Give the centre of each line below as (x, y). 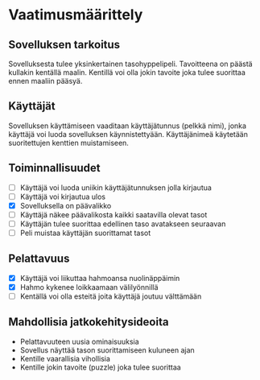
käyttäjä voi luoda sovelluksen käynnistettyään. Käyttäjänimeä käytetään (128, 134)
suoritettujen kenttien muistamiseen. (68, 142)
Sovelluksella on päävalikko (66, 205)
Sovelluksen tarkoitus (64, 45)
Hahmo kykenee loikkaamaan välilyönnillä (89, 287)
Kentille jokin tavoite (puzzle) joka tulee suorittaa (100, 367)
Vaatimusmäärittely (76, 15)
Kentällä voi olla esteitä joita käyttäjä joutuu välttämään (111, 296)
